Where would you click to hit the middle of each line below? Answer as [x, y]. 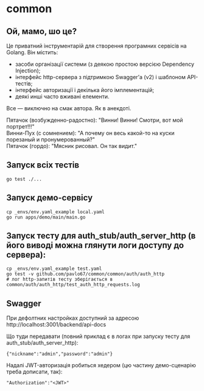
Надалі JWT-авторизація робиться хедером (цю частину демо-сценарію [101, 365]
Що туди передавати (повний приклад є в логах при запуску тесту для [98, 336]
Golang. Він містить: [32, 52]
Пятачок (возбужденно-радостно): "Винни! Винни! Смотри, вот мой [95, 120]
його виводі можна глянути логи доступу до [95, 245]
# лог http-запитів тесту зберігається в [60, 280]
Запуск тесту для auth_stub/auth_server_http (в [101, 236]
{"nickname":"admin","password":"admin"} [60, 354]
